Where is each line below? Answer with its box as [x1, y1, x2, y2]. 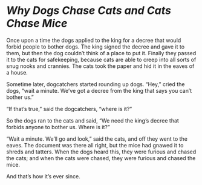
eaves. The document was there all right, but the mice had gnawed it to [6, 141, 184, 149]
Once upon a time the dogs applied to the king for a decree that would [6, 36, 181, 44]
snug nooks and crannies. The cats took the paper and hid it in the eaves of [6, 62, 195, 70]
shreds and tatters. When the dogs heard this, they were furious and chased [6, 148, 197, 155]
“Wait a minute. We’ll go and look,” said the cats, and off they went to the [6, 135, 187, 143]
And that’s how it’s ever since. [6, 172, 80, 180]
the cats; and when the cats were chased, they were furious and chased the [6, 154, 196, 161]
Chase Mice [6, 16, 68, 30]
